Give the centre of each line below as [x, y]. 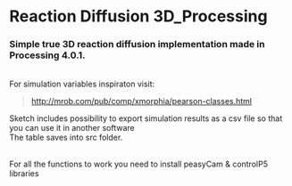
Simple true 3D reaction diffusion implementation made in [137, 44]
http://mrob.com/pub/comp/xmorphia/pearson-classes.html [142, 101]
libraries [24, 174]
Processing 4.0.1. [47, 55]
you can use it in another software [72, 128]
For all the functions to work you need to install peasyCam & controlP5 [138, 164]
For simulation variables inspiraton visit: [82, 84]
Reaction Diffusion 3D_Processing [138, 16]
